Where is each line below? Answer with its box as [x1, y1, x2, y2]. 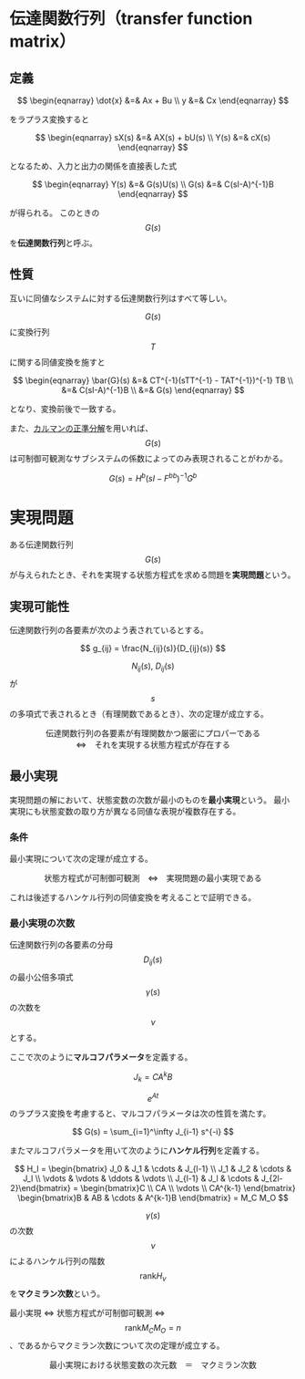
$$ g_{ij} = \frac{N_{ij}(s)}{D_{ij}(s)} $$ [80, 643, 226, 654]
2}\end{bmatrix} [10, 1183, 71, 1194]
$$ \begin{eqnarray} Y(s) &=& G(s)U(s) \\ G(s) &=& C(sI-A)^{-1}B [31, 179, 275, 190]
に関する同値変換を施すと [9, 357, 106, 368]
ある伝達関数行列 [9, 539, 74, 550]
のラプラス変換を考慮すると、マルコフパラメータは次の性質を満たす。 [9, 1108, 271, 1119]
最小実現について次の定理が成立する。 [9, 854, 153, 865]
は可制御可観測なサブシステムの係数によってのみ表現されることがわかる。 [9, 452, 289, 463]
